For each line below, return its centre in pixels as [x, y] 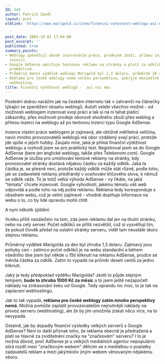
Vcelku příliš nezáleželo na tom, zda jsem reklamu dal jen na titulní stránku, [81, 219]
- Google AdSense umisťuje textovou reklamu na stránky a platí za [76, 65]
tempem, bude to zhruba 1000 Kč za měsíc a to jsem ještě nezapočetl [76, 280]
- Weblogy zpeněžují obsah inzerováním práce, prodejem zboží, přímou [79, 55]
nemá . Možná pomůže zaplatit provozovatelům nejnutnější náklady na [76, 305]
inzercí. [18, 60]
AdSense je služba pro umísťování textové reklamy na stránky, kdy [72, 158]
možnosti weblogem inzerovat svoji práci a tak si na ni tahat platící [72, 112]
